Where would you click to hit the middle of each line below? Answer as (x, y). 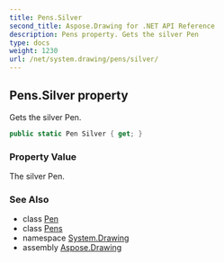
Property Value (43, 156)
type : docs (30, 43)
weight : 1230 (34, 51)
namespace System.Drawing (76, 238)
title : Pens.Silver (46, 17)
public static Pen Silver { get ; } (76, 134)
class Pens (42, 229)
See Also (29, 199)
